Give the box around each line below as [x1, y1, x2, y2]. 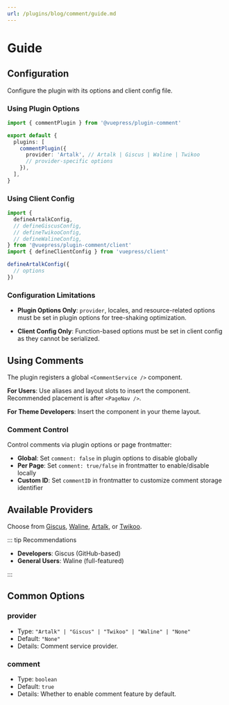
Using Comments [7, 354, 84, 366]
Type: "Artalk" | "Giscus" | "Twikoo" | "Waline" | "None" [17, 627, 191, 635]
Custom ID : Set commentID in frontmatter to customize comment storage [17, 476, 222, 484]
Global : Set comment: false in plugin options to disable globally [17, 454, 198, 463]
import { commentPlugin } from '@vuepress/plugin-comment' [7, 119, 182, 126]
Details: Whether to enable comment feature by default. [17, 690, 177, 698]
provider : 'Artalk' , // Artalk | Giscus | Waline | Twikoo [25, 151, 200, 159]
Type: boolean [17, 675, 58, 683]
